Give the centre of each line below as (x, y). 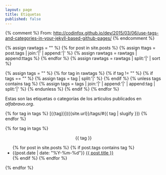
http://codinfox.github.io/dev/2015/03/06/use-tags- (106, 33)
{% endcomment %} (134, 38)
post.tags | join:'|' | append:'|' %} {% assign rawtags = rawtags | (71, 53)
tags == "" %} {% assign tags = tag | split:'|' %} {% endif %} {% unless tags (83, 79)
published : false (23, 19)
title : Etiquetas (23, 14)
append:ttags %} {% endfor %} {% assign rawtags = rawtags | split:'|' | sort (83, 58)
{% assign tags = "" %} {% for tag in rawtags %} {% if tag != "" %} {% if (79, 73)
